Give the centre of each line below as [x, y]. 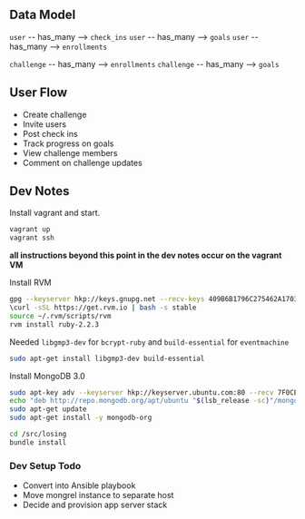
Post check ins [50, 133]
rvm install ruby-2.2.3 [54, 324]
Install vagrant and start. [55, 213]
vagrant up [30, 230]
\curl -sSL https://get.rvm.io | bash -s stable [103, 308]
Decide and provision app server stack [95, 505]
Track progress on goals [68, 143]
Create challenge [54, 114]
